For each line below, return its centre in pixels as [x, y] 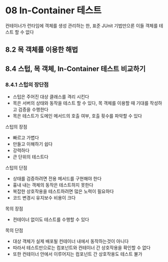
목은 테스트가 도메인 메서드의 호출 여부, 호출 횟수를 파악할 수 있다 [77, 116]
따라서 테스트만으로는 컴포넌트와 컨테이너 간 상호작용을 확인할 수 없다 [81, 248]
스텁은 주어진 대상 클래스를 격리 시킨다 [51, 97]
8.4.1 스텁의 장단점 [27, 84]
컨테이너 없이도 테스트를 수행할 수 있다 [51, 220]
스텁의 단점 [16, 168]
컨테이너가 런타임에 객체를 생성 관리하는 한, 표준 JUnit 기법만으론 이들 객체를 [82, 26]
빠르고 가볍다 [26, 138]
